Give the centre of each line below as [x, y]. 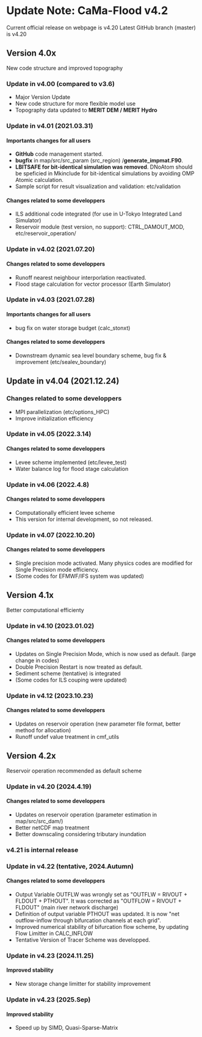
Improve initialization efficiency [54, 418]
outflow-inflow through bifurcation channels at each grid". [88, 920]
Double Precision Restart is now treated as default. [79, 667]
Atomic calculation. [39, 180]
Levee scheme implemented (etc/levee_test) [71, 462]
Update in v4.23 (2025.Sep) [49, 999]
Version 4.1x [30, 595]
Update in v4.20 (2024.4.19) [49, 787]
